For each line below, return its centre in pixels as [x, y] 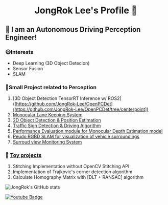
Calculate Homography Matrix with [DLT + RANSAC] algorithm [78, 177]
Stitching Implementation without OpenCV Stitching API [71, 167]
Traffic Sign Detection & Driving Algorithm [57, 126]
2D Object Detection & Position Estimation [57, 120]
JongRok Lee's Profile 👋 [86, 11]
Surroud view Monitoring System [47, 142]
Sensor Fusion [28, 68]
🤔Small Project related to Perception [51, 87]
